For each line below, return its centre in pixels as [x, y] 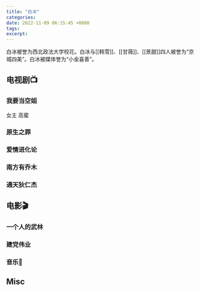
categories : [21, 17]
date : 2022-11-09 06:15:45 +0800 [48, 23]
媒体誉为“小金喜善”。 [71, 59]
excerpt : [17, 34]
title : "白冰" [23, 12]
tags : [13, 28]
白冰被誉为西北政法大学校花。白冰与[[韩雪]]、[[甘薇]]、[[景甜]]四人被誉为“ [98, 52]
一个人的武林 [25, 226]
